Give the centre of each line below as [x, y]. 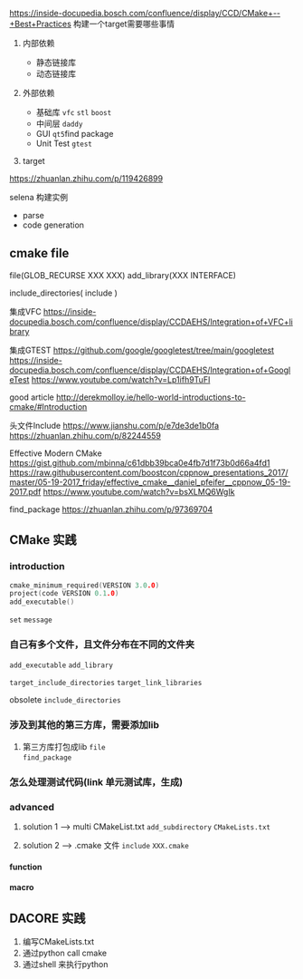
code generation [53, 225]
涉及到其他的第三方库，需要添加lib [85, 725]
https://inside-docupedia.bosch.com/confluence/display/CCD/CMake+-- [145, 13]
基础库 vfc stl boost [74, 112]
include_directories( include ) [63, 293]
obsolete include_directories [65, 700]
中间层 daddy [59, 123]
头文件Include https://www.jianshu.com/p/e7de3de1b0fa [114, 425]
